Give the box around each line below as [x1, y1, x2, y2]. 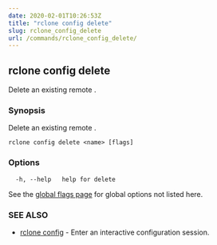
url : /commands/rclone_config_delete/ [8, 34, 137, 42]
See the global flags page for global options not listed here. [8, 189, 203, 199]
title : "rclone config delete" [8, 19, 112, 27]
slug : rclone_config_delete [8, 26, 102, 34]
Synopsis [8, 105, 45, 116]
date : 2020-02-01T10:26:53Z [8, 11, 102, 20]
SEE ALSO [8, 209, 49, 220]
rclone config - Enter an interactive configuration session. [19, 227, 210, 237]
